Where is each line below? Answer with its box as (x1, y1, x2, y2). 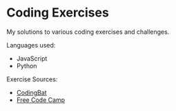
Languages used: (6, 41, 56, 49)
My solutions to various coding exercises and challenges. (6, 28, 170, 36)
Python (16, 61, 37, 70)
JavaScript (16, 54, 48, 63)
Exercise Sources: (6, 74, 58, 83)
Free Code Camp (16, 95, 66, 104)
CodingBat (16, 88, 47, 97)
